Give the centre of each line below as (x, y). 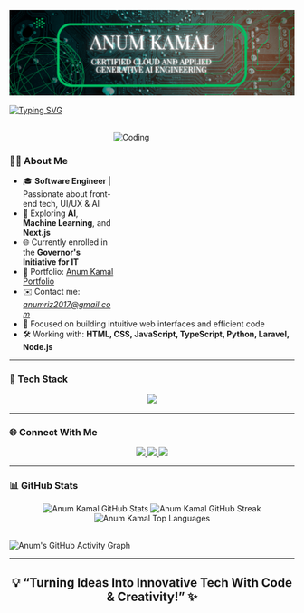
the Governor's (52, 253)
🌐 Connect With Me (53, 432)
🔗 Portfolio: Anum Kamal (68, 272)
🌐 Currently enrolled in (65, 242)
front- (100, 194)
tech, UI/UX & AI (70, 204)
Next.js (37, 233)
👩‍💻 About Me (38, 161)
